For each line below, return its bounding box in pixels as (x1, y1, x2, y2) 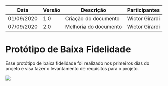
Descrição (80, 7, 106, 13)
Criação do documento (65, 15, 120, 22)
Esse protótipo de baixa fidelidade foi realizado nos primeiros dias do (5, 60, 150, 66)
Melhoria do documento (65, 23, 122, 30)
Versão (43, 7, 61, 13)
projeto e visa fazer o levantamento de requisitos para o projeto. (5, 65, 139, 71)
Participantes (127, 7, 160, 13)
